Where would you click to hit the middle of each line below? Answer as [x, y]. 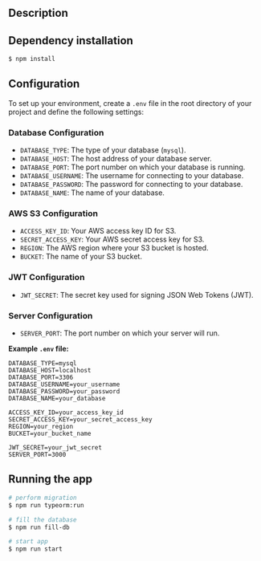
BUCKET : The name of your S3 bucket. [81, 257]
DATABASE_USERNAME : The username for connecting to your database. [132, 176]
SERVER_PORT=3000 [37, 455]
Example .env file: [39, 349]
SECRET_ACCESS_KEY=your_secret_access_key [80, 420]
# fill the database [43, 520]
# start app [28, 542]
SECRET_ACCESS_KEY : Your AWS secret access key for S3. [112, 239]
